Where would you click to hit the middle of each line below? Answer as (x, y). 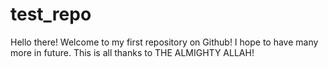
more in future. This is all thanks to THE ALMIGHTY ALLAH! (132, 52)
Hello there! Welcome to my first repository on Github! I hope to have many (164, 42)
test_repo (51, 14)
